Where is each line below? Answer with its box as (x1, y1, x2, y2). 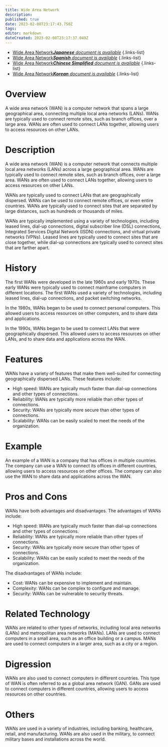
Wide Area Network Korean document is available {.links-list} (12, 71, 139, 77)
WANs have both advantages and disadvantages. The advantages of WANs (5, 508, 161, 514)
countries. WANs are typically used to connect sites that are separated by (5, 203, 157, 209)
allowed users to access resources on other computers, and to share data (5, 310, 158, 316)
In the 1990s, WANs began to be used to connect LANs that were (5, 325, 139, 331)
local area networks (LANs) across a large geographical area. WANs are (5, 166, 154, 172)
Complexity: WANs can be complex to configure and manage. (12, 585, 140, 591)
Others (5, 709, 35, 720)
